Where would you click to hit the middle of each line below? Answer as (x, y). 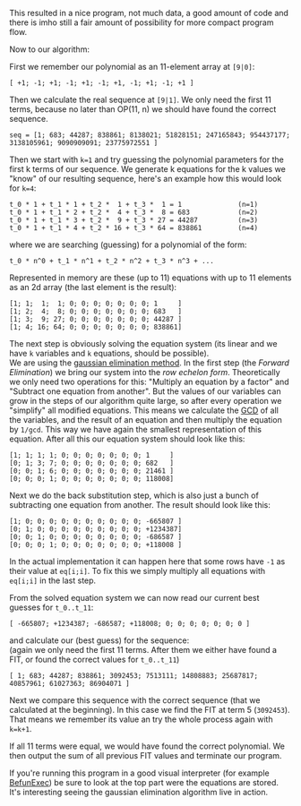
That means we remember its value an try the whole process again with (141, 719)
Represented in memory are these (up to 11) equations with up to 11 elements (150, 278)
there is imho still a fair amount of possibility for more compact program (142, 22)
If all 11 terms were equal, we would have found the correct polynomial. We (147, 746)
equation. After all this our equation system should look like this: (127, 439)
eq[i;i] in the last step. (53, 580)
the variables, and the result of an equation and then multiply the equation (146, 420)
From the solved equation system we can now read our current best (134, 598)
